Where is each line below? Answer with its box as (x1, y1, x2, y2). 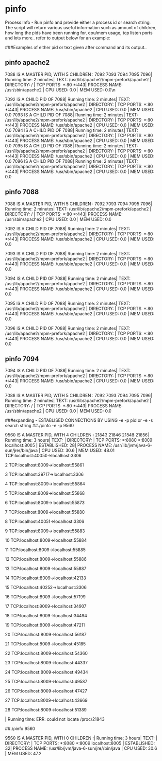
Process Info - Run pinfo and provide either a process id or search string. (5, 19, 151, 25)
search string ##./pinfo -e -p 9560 (5, 423, 74, 429)
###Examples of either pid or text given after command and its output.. (5, 44, 147, 50)
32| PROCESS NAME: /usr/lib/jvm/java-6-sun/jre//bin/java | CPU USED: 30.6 (5, 745, 158, 751)
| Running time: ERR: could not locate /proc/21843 (5, 716, 105, 722)
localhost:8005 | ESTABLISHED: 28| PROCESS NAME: (5, 442, 113, 448)
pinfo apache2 (5, 58, 50, 67)
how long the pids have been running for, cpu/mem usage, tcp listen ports (5, 30, 153, 35)
